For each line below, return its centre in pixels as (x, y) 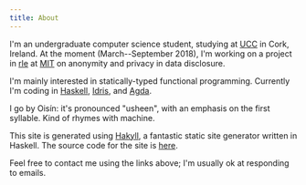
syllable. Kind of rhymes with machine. (82, 118)
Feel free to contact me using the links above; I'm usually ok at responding (149, 163)
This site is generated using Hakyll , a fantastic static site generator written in (153, 135)
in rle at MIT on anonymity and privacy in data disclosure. (117, 63)
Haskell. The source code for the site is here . (94, 145)
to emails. (28, 172)
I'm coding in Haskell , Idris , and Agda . (81, 90)
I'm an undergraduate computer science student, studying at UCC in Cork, (149, 44)
